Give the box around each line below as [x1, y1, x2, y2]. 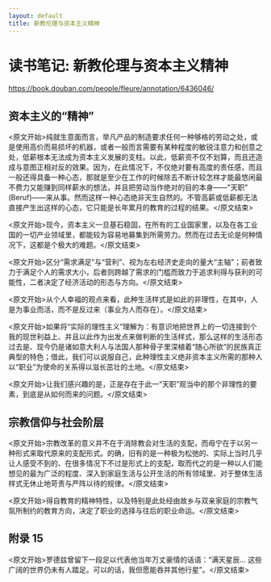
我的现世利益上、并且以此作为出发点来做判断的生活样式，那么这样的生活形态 [8, 332, 263, 341]
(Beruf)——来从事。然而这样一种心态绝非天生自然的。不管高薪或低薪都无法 [8, 193, 258, 203]
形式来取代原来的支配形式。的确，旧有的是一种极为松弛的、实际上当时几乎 [15, 449, 263, 458]
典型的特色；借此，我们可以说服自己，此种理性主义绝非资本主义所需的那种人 [8, 352, 263, 362]
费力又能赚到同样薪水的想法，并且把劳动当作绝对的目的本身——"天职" [15, 182, 248, 192]
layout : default [8, 11, 63, 20]
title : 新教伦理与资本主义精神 [8, 19, 100, 27]
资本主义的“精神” [8, 109, 94, 123]
